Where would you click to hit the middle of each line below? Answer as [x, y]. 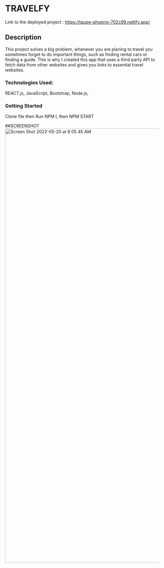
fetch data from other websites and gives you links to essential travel [74, 64]
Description [23, 37]
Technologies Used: [29, 83]
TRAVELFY [28, 9]
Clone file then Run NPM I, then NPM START [50, 116]
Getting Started [24, 105]
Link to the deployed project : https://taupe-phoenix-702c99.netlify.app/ [78, 22]
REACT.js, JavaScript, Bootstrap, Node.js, [47, 93]
